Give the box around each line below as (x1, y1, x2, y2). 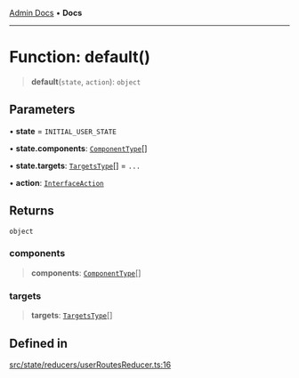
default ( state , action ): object (30, 76, 141, 87)
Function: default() (9, 47, 151, 68)
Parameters (9, 102, 76, 117)
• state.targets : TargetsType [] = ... (9, 160, 141, 171)
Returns (9, 204, 55, 219)
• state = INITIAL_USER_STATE (9, 125, 117, 136)
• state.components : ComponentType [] (9, 142, 148, 154)
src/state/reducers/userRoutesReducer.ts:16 (9, 359, 172, 370)
